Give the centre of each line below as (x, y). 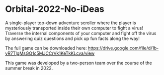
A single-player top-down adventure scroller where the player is (71, 23)
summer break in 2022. (29, 68)
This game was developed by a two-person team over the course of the (79, 63)
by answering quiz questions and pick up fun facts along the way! (73, 38)
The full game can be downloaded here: (46, 48)
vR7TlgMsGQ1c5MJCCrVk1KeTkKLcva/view (50, 53)
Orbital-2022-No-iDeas (55, 9)
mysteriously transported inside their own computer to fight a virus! (74, 28)
